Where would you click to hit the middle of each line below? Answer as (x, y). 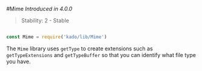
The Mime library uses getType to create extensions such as (80, 49)
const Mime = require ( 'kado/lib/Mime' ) (57, 37)
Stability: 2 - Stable (45, 20)
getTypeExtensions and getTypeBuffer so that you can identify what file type (101, 55)
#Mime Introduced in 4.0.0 (39, 9)
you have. (19, 61)
